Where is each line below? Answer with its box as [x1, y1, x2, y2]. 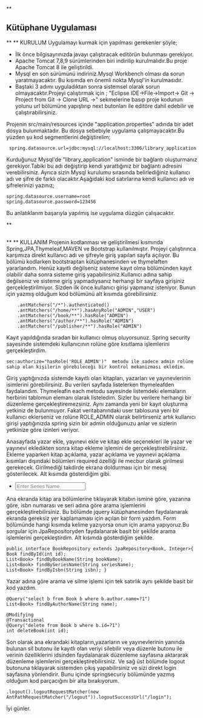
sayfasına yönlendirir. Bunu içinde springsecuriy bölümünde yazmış [6, 671, 175, 678]
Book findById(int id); [6, 551, 67, 558]
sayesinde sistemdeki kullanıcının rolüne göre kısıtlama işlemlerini [6, 340, 170, 348]
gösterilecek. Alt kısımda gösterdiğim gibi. [6, 470, 111, 477]
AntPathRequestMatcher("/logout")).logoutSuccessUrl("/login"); [6, 694, 172, 700]
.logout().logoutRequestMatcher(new [6, 689, 99, 695]
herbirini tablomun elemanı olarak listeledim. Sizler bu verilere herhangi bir [6, 394, 192, 402]
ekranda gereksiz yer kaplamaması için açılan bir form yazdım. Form [6, 515, 176, 522]
